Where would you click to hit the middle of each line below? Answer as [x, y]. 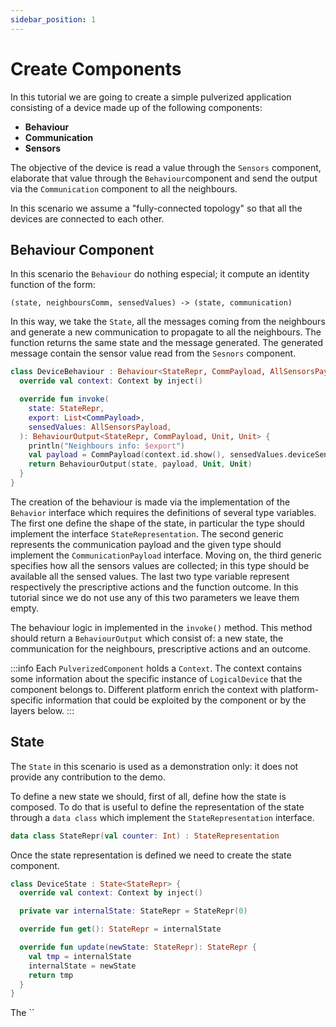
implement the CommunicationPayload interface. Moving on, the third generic [166, 555]
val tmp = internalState [80, 956]
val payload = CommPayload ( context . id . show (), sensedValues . [158, 455]
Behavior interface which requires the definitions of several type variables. [163, 512]
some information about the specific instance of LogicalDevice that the [156, 678]
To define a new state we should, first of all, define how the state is [148, 796]
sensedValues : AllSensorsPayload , [100, 427]
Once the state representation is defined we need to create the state [151, 855]
